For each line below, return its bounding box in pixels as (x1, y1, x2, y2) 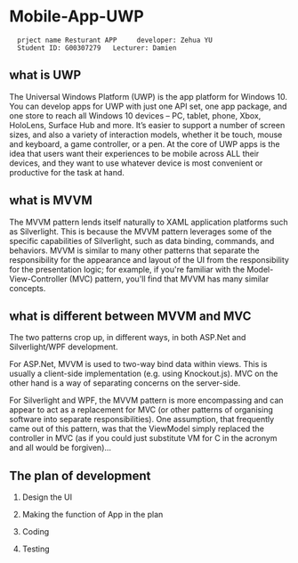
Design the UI (21, 492, 73, 502)
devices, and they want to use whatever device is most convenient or (9, 158, 263, 168)
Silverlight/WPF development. (9, 341, 118, 353)
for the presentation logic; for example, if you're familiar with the (9, 264, 246, 274)
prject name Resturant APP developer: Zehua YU (17, 36, 213, 45)
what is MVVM (9, 193, 93, 208)
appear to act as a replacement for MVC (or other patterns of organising (9, 404, 273, 415)
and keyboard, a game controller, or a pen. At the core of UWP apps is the (9, 138, 280, 149)
